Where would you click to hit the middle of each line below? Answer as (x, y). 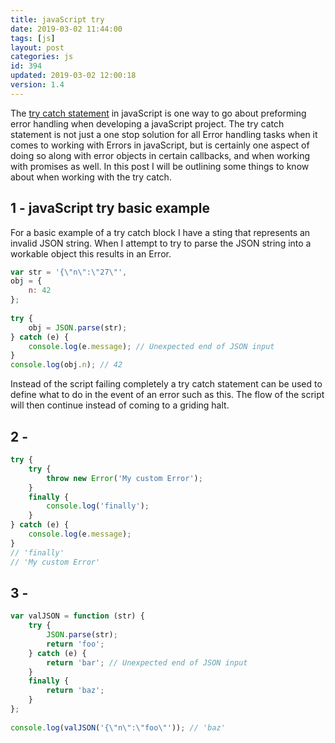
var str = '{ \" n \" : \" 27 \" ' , (69, 272)
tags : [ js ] (33, 38)
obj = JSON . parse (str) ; (78, 327)
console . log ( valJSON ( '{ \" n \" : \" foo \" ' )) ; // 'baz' (118, 727)
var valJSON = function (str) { (77, 616)
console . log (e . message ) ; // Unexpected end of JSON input (151, 346)
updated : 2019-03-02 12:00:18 (73, 76)
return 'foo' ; (75, 644)
